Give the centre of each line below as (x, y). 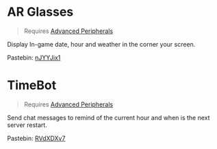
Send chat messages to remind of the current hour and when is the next (108, 117)
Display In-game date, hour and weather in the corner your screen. (101, 44)
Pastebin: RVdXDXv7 (36, 138)
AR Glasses (40, 12)
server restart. (27, 125)
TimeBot (32, 85)
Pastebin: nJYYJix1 (34, 57)
